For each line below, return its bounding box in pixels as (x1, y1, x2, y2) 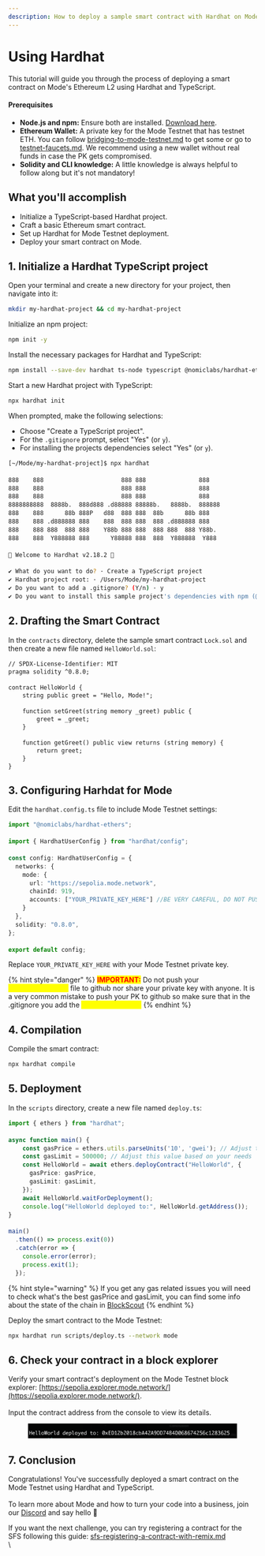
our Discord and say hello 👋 (8, 1508, 98, 1517)
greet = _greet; (36, 715, 90, 723)
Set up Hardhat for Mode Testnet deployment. (19, 229, 170, 238)
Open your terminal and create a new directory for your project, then (8, 281, 231, 290)
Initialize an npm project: (8, 319, 88, 329)
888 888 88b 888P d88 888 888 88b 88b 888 (8, 509, 211, 517)
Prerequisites (8, 100, 54, 110)
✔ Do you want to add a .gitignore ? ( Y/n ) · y (8, 584, 164, 592)
